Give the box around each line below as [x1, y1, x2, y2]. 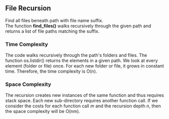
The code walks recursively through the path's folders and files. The [5, 52, 147, 58]
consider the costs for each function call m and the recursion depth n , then [5, 103, 161, 109]
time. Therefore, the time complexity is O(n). [5, 68, 97, 75]
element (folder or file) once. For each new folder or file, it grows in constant [5, 63, 164, 69]
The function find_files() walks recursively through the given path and [5, 23, 151, 29]
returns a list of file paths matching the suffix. [5, 28, 100, 34]
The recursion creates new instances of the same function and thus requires [5, 92, 164, 98]
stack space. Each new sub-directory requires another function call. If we [5, 98, 158, 104]
